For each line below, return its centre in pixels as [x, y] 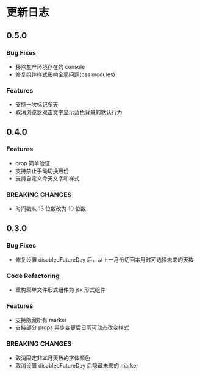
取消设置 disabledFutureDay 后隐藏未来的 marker [77, 365]
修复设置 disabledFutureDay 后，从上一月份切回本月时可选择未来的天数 [104, 259]
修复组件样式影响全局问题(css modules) [65, 74]
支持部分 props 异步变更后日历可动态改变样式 [72, 327]
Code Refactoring [33, 276]
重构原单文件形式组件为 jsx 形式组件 [60, 290]
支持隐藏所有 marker [41, 320]
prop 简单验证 [33, 163]
